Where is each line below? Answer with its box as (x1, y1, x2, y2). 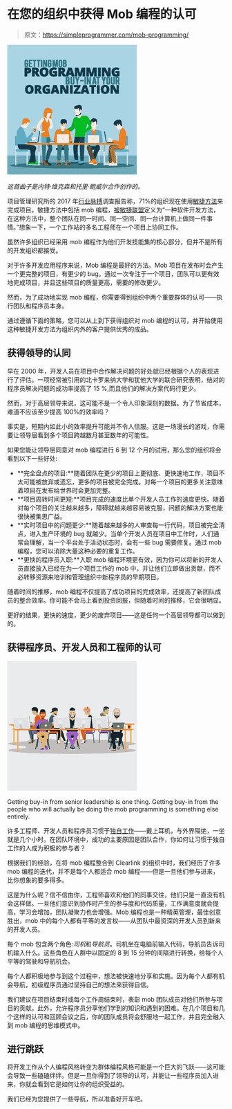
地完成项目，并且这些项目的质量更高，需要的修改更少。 (7, 278, 164, 286)
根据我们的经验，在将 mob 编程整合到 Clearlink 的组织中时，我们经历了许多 (7, 859, 221, 867)
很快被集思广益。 (17, 512, 66, 520)
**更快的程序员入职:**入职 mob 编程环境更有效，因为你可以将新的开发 (17, 555, 217, 564)
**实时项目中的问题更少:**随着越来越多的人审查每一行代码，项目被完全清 (17, 520, 225, 529)
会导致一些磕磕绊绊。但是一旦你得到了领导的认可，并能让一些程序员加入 (7, 1072, 213, 1080)
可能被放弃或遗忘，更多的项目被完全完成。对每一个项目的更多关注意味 (23, 477, 223, 486)
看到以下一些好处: (7, 454, 58, 462)
